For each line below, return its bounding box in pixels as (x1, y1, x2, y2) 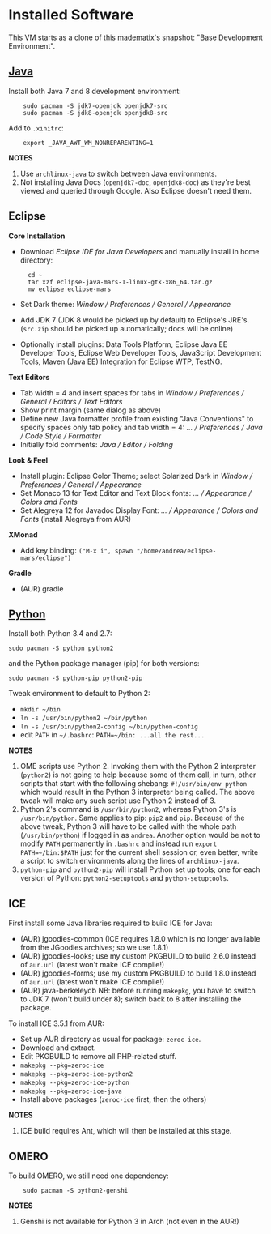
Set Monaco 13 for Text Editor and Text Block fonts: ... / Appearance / (19, 488, 252, 497)
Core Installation (8, 231, 66, 241)
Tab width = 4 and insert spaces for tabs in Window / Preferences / (19, 387, 244, 398)
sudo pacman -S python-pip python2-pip (8, 674, 143, 682)
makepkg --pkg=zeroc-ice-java (19, 1087, 123, 1095)
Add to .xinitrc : (8, 123, 64, 133)
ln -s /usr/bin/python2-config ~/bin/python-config (19, 723, 198, 731)
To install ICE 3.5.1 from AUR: (8, 1018, 105, 1028)
